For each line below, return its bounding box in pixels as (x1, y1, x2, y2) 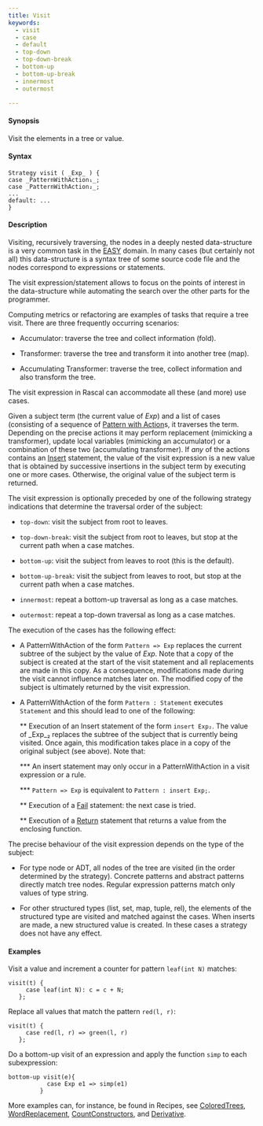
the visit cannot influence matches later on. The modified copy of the (19, 674, 243, 683)
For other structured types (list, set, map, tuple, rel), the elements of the (19, 903, 252, 913)
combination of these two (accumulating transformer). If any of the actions (8, 444, 250, 454)
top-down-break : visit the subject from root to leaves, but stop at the (19, 532, 238, 542)
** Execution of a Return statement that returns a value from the (19, 816, 227, 825)
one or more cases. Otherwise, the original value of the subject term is (8, 469, 236, 479)
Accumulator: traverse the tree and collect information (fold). (19, 333, 217, 343)
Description (8, 220, 48, 229)
